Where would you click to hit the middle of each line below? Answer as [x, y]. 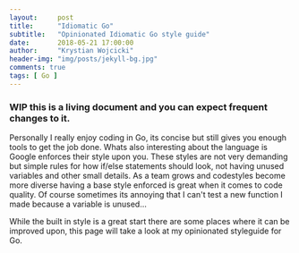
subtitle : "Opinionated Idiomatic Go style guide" [110, 34]
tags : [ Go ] [34, 76]
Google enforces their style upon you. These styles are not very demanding [149, 156]
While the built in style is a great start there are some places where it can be [149, 222]
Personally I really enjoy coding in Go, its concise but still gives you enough [148, 138]
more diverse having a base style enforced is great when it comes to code [146, 185]
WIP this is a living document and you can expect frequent [139, 106]
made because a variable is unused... [78, 204]
